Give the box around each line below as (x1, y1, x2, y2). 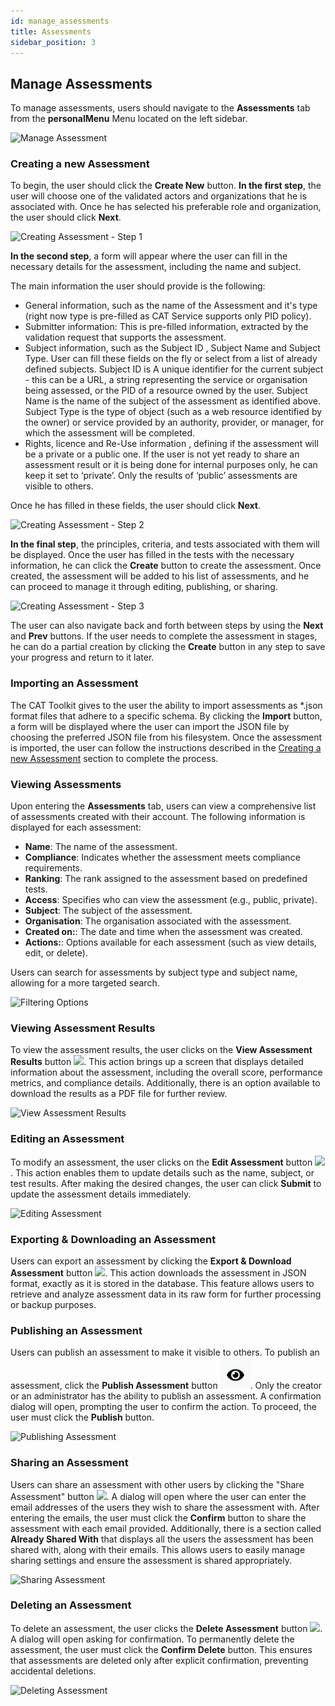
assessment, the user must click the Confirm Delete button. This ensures (10, 1643, 313, 1655)
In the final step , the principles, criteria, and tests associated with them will (10, 538, 320, 550)
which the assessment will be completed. (24, 427, 196, 439)
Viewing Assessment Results (10, 1021, 156, 1035)
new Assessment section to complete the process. (10, 752, 219, 764)
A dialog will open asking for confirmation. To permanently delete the (10, 1633, 295, 1645)
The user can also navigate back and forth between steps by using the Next (10, 620, 324, 632)
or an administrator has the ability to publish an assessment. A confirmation (10, 1390, 322, 1402)
